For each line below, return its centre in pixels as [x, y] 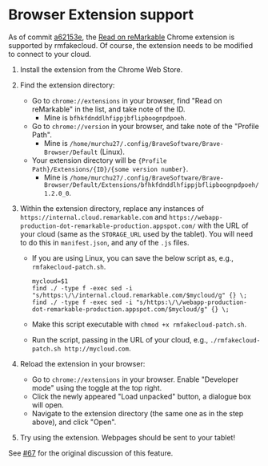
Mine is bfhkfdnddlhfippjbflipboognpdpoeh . [115, 117]
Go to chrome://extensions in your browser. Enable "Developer [135, 379]
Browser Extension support [101, 15]
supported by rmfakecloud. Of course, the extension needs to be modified [131, 45]
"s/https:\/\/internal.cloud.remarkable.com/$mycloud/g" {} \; [140, 295]
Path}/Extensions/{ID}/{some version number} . [110, 168]
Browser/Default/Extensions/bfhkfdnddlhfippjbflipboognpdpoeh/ [151, 185]
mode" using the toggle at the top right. [97, 387]
